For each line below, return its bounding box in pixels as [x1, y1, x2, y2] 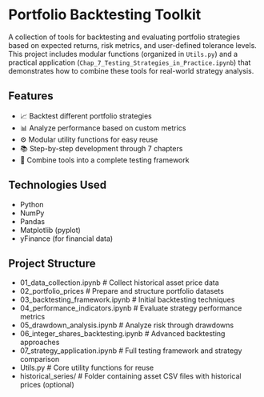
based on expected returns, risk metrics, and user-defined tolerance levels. [8, 40, 258, 50]
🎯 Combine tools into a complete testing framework [19, 154, 190, 165]
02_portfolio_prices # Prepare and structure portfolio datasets [19, 287, 224, 296]
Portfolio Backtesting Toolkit [8, 6, 202, 24]
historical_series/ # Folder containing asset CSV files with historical [19, 371, 242, 381]
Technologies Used [8, 178, 106, 192]
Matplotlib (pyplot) [19, 225, 82, 235]
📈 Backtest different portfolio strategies [19, 110, 152, 121]
